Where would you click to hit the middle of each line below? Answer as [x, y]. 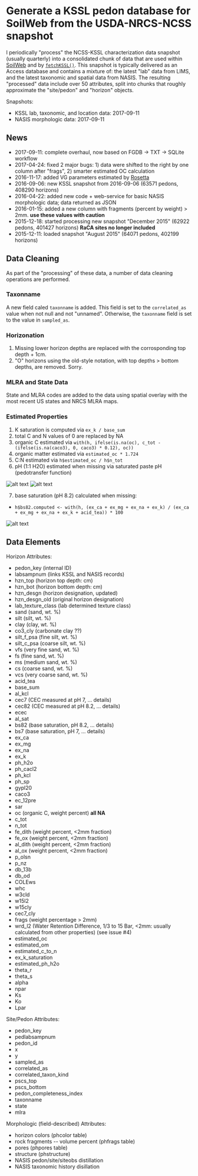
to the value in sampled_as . [38, 320]
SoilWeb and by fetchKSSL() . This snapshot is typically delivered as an [92, 65]
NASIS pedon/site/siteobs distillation [59, 1160]
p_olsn [23, 857]
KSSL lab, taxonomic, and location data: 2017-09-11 [77, 113]
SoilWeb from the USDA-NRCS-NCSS [99, 23]
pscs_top [26, 1081]
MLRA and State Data [37, 383]
